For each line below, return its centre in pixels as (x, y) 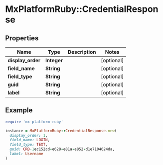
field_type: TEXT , (29, 145)
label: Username (26, 154)
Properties (22, 38)
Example (19, 110)
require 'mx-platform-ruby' (34, 122)
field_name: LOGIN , (30, 140)
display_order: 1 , (29, 135)
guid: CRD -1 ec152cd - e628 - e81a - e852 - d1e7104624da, (62, 149)
